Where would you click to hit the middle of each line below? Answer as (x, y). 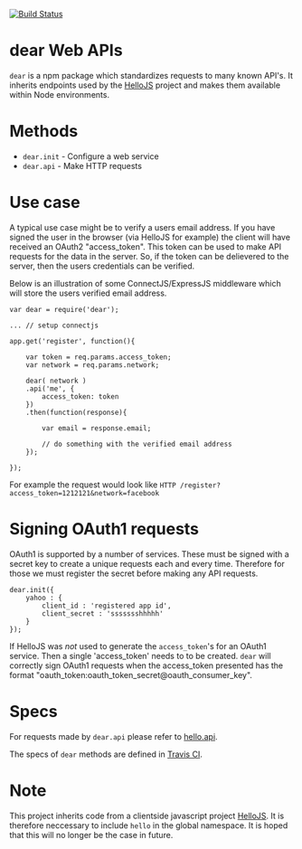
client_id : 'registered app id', (107, 606)
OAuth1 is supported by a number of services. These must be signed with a (149, 554)
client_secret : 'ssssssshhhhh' (103, 613)
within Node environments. (60, 94)
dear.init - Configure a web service (91, 156)
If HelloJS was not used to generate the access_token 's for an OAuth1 (138, 646)
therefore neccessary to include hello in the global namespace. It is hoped (149, 825)
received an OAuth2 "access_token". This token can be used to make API (146, 246)
